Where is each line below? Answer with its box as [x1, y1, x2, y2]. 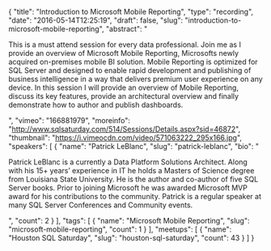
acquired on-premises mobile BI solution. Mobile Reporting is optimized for [8, 57, 258, 66]
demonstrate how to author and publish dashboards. [8, 100, 184, 109]
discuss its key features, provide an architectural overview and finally [8, 91, 239, 100]
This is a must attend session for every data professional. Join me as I [8, 40, 241, 49]
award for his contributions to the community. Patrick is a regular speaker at [8, 192, 261, 201]
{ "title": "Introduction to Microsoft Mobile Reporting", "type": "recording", [8, 7, 253, 16]
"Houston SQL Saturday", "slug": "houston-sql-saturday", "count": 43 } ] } [8, 233, 255, 242]
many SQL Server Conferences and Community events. [8, 200, 193, 210]
